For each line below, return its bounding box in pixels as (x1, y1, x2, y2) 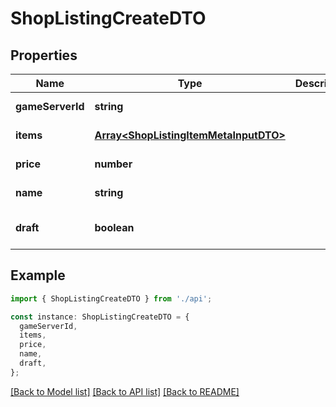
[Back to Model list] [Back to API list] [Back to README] (10, 385, 240, 397)
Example (10, 267, 66, 284)
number (94, 157, 133, 171)
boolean (94, 221, 135, 234)
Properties (10, 47, 78, 64)
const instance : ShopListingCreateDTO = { (10, 312, 190, 322)
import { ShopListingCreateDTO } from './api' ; (10, 293, 213, 304)
